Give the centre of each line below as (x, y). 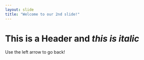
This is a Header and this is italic (72, 39)
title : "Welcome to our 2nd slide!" (42, 14)
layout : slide (20, 10)
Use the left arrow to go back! (35, 52)
